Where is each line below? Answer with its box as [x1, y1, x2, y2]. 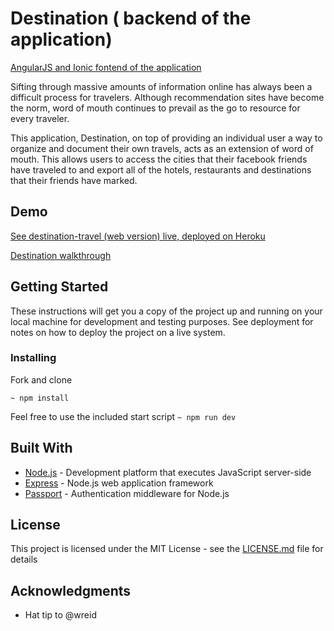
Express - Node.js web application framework [24, 477, 214, 489]
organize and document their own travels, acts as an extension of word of [10, 142, 314, 154]
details [10, 553, 38, 566]
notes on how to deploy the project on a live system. [10, 326, 226, 338]
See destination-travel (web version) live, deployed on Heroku [10, 230, 266, 242]
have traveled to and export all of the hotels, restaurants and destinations [10, 163, 312, 176]
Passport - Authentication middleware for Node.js [24, 487, 230, 499]
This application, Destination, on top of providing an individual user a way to [10, 132, 323, 144]
